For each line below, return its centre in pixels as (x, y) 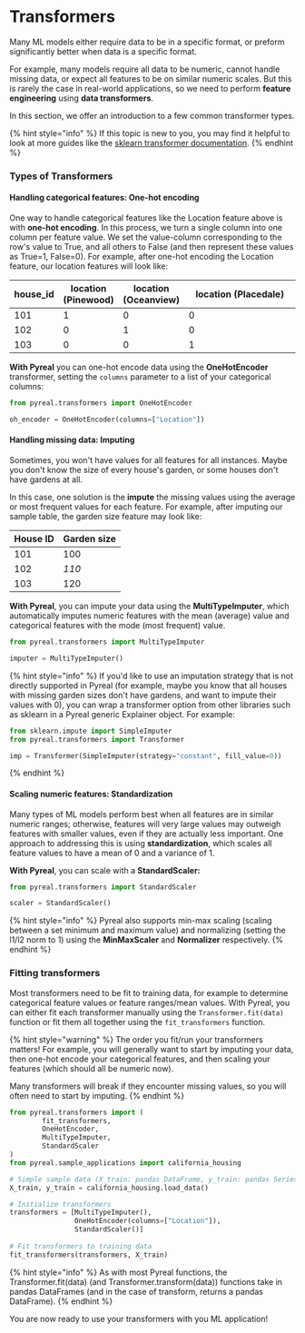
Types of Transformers (61, 176)
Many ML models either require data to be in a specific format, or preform (147, 42)
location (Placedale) (239, 294)
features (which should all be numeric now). (92, 1068)
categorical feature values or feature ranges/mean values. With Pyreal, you (150, 1002)
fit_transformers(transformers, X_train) (89, 1255)
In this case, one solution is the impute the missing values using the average (152, 498)
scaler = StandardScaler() (60, 903)
